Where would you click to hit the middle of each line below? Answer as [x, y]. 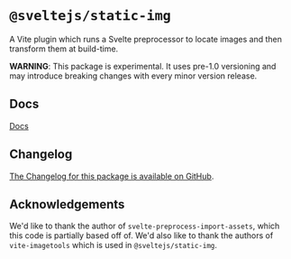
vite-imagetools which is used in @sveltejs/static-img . [114, 245]
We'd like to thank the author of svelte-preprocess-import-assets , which [145, 226]
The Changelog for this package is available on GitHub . [112, 176]
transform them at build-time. [64, 49]
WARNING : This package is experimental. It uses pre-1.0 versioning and [143, 66]
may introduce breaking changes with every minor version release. [133, 76]
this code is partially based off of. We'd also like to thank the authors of [141, 236]
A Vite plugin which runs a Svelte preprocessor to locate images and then [145, 39]
